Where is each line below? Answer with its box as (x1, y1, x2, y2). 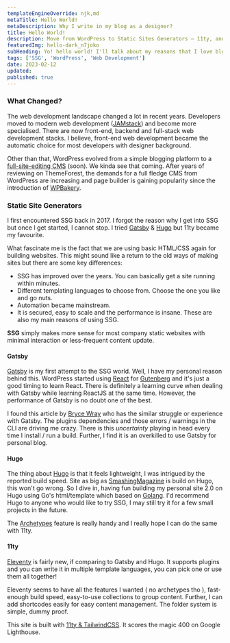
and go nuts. (16, 293, 53, 302)
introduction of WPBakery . (7, 183, 81, 192)
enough (7, 592, 29, 600)
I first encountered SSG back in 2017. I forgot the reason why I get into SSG (7, 216, 219, 224)
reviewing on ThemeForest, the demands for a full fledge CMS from (7, 169, 198, 177)
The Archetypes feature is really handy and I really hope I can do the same (7, 519, 218, 528)
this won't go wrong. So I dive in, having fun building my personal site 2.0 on (7, 484, 223, 492)
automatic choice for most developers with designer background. (7, 141, 192, 149)
